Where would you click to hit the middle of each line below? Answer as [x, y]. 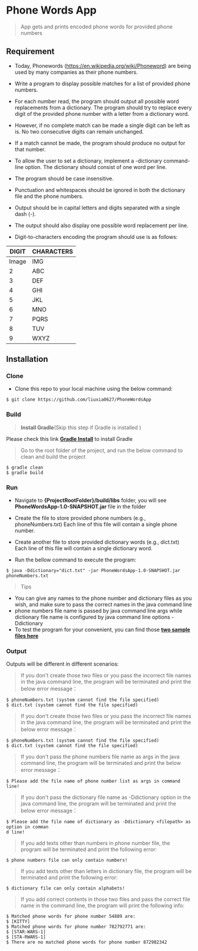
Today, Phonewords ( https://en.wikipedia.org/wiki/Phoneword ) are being [103, 66]
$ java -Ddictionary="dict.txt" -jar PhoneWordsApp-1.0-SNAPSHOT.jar [93, 571]
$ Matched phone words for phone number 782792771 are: [76, 927]
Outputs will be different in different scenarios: [62, 664]
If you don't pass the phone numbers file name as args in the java [100, 757]
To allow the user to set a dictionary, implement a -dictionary [88, 161]
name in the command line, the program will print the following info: [102, 905]
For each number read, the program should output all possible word [97, 101]
